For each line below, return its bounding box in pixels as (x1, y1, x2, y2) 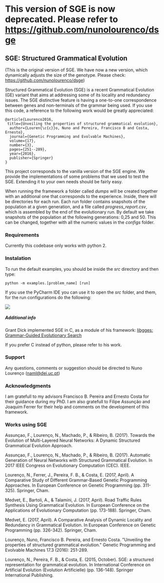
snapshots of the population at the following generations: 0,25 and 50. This (5, 214, 156, 220)
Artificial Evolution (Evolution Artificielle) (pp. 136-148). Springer (5, 567, 134, 573)
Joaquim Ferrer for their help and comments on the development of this (5, 404, 149, 410)
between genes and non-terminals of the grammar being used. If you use (5, 103, 153, 108)
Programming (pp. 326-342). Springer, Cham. (5, 527, 97, 533)
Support (5, 354, 25, 361)
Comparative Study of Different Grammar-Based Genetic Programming (5, 477, 147, 483)
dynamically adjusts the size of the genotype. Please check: (5, 72, 126, 78)
